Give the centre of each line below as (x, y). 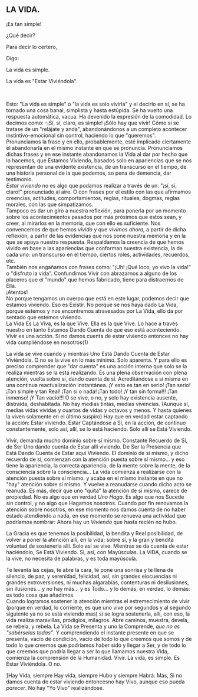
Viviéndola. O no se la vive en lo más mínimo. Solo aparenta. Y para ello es (97, 360)
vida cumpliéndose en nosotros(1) (47, 342)
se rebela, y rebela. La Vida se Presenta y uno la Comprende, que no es (93, 626)
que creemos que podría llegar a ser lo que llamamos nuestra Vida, (88, 651)
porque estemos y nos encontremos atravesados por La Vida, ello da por (95, 311)
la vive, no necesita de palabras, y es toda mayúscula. (72, 558)
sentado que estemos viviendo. (44, 317)
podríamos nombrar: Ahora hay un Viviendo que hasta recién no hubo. (92, 522)
